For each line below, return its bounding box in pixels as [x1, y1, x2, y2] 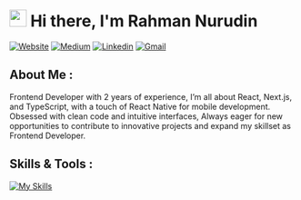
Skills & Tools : [9, 156, 94, 172]
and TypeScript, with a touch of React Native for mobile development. [9, 101, 271, 112]
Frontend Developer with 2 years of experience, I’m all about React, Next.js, [9, 91, 293, 102]
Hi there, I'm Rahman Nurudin [30, 11, 258, 32]
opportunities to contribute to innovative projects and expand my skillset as [9, 120, 292, 131]
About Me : [9, 67, 74, 83]
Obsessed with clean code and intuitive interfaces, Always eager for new [9, 110, 284, 122]
